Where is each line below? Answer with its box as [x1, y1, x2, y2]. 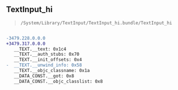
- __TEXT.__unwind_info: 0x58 [6, 62, 82, 69]
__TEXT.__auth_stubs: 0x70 [13, 52, 80, 57]
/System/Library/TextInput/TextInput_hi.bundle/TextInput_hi [20, 20, 173, 26]
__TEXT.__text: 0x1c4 [13, 46, 67, 52]
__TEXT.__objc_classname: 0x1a [13, 68, 90, 74]
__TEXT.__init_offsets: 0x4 [13, 57, 82, 63]
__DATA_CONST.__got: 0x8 [13, 73, 75, 79]
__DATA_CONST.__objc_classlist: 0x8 [13, 78, 103, 84]
